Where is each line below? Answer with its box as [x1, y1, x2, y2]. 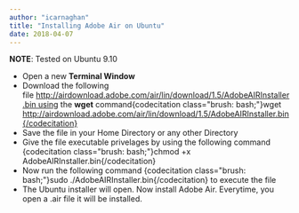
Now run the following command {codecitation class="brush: [21, 165, 246, 176]
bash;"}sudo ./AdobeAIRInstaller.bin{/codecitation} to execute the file [21, 175, 277, 185]
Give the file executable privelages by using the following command [21, 137, 271, 147]
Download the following [21, 81, 109, 91]
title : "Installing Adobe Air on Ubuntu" [9, 21, 166, 30]
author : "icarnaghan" [9, 12, 90, 22]
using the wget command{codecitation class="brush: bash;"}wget [38, 99, 282, 110]
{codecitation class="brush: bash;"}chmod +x [21, 146, 191, 157]
